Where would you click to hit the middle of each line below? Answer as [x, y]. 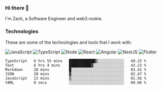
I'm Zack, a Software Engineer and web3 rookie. [54, 19]
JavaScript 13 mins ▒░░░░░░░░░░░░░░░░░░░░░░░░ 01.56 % [76, 78]
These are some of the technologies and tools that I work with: [68, 42]
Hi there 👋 [17, 8]
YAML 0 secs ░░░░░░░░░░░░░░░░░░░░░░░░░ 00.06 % [76, 83]
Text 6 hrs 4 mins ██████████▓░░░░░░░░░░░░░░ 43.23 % [76, 65]
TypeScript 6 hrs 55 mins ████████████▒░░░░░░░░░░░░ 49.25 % [76, 61]
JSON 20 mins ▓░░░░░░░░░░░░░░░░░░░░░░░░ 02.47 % [76, 74]
